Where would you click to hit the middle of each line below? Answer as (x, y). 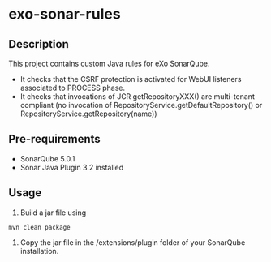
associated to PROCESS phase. (73, 88)
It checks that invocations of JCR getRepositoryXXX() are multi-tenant (138, 97)
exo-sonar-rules (65, 14)
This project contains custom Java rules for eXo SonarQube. (109, 63)
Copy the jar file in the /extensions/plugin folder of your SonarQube (133, 242)
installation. (39, 251)
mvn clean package (39, 227)
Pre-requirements (55, 139)
